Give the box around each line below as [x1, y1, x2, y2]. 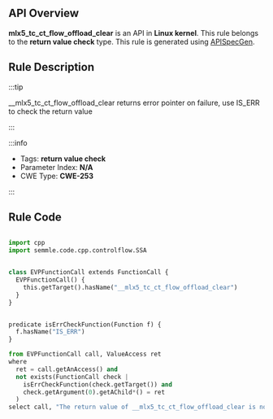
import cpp [8, 239, 45, 247]
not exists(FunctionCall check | [15, 373, 129, 381]
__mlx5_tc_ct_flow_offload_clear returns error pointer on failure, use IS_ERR [8, 98, 260, 107]
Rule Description [8, 60, 95, 74]
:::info [8, 137, 28, 147]
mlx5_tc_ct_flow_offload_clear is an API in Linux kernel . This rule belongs [8, 28, 259, 37]
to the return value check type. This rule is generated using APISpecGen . [8, 37, 255, 46]
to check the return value [8, 106, 93, 116]
